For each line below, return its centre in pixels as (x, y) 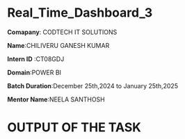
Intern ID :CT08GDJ (36, 59)
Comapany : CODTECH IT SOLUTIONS (62, 32)
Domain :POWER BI (34, 72)
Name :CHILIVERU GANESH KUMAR (58, 45)
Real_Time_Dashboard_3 (80, 13)
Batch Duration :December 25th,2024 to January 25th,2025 (93, 85)
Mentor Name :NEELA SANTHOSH (56, 99)
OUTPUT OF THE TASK (74, 128)
